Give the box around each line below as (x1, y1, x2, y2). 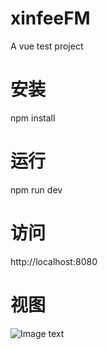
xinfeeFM (10, 7, 91, 30)
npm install (10, 112, 56, 124)
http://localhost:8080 (10, 255, 98, 267)
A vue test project (10, 40, 84, 52)
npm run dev (10, 183, 63, 196)
